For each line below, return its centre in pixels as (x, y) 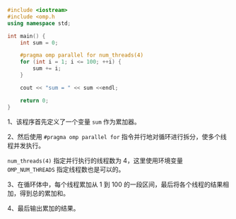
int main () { (26, 36)
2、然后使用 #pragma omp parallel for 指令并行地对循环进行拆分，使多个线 (117, 136)
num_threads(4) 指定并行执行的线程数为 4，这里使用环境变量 (95, 160)
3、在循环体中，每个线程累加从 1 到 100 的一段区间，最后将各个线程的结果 (115, 184)
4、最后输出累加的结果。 (43, 208)
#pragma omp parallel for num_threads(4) (82, 55)
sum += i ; (47, 69)
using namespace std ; (39, 23)
